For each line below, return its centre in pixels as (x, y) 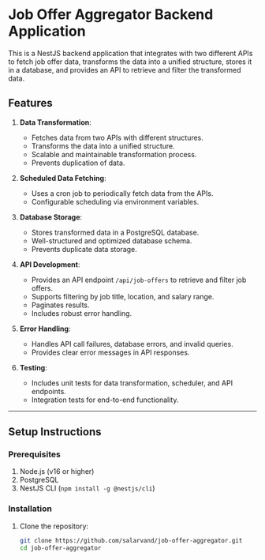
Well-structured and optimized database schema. (112, 241)
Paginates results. (60, 305)
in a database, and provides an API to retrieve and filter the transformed (125, 70)
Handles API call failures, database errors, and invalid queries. (132, 344)
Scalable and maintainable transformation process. (114, 154)
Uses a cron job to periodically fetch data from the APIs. (122, 193)
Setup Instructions (55, 432)
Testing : (33, 367)
